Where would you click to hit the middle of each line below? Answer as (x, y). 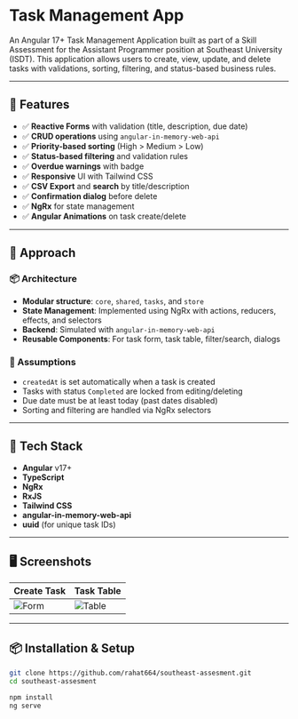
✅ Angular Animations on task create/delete (104, 216)
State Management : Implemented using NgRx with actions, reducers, (149, 311)
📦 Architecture (43, 279)
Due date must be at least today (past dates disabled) (120, 400)
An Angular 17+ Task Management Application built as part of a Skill (133, 40)
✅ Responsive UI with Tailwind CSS (87, 176)
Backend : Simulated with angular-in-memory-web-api (118, 330)
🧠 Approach (43, 253)
